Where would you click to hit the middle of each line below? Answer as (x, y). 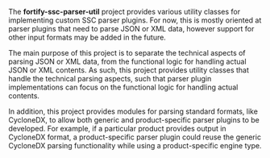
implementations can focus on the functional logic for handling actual (123, 87)
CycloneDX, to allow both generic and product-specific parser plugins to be (134, 120)
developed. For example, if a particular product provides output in (118, 129)
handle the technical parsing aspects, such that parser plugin (110, 79)
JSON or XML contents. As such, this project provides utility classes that (129, 70)
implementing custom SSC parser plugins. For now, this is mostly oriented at (135, 20)
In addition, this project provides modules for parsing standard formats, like (133, 111)
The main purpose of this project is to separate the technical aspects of (127, 53)
